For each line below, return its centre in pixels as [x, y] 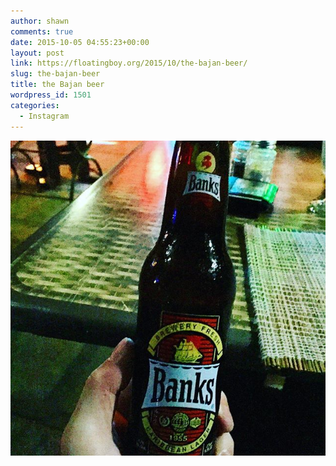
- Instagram [44, 116]
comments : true [42, 31]
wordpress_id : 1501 [51, 95]
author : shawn [40, 21]
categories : [35, 105]
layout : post [37, 53]
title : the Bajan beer [57, 85]
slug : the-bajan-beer [55, 74]
